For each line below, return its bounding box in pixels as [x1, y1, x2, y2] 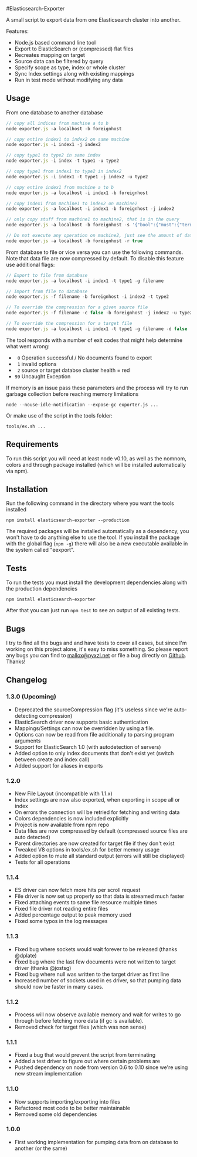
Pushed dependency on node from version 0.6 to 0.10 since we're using [14, 1064, 188, 1071]
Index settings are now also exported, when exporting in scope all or [14, 796, 181, 803]
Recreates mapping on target [14, 52, 85, 58]
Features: [6, 28, 29, 35]
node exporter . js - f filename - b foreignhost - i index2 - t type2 [6, 294, 169, 300]
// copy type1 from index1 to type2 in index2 [6, 168, 122, 175]
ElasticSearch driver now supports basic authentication [14, 718, 148, 725]
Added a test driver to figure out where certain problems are [14, 1058, 161, 1065]
